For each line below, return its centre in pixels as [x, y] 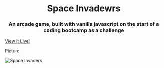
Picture [12, 51]
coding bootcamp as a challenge [84, 30]
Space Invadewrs [84, 9]
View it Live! [18, 41]
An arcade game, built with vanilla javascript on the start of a [84, 24]
